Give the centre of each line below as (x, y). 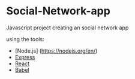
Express (25, 57)
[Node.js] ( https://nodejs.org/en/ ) (56, 51)
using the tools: (25, 39)
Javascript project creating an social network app (67, 28)
